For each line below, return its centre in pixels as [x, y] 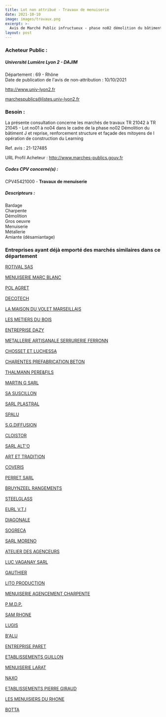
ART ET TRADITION [25, 456]
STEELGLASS [19, 499]
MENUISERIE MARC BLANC [33, 277]
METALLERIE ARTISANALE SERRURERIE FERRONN [57, 341]
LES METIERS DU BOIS [28, 320]
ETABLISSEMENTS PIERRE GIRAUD [41, 689]
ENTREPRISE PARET [26, 647]
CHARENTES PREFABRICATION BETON [45, 362]
